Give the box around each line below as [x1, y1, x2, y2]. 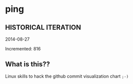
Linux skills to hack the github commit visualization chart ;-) [5, 73, 129, 79]
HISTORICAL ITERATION [5, 23, 81, 32]
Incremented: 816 [5, 46, 41, 51]
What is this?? [5, 60, 50, 69]
